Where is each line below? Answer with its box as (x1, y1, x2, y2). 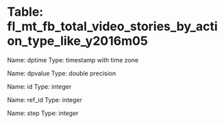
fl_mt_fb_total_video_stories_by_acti (7, 18, 218, 34)
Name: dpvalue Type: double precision (7, 69, 116, 77)
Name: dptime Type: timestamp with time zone (7, 55, 139, 64)
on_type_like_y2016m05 (7, 34, 149, 49)
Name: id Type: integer (7, 82, 72, 90)
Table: (7, 4, 44, 20)
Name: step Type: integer (7, 109, 79, 117)
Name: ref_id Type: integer (7, 95, 82, 103)
